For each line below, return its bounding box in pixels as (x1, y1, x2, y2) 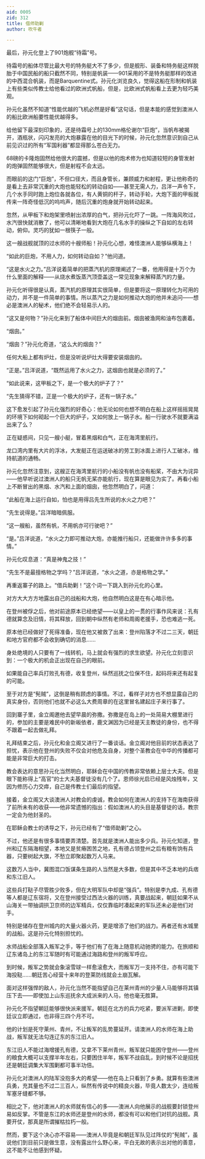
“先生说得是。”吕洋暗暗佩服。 (6, 509, 78, 516)
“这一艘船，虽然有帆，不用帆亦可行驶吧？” (6, 522, 113, 530)
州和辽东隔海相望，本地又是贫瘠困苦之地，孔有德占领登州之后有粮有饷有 (6, 845, 188, 852)
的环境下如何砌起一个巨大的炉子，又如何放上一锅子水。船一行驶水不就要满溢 (6, 413, 199, 421)
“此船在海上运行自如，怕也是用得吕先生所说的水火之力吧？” (6, 496, 156, 503)
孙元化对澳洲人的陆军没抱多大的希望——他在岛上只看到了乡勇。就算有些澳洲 (6, 1075, 199, 1082)
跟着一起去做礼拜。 (11, 726, 60, 733)
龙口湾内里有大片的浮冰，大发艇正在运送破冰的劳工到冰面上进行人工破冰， (6, 447, 193, 454)
